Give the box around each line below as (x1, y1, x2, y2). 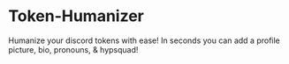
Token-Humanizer (8, 6, 145, 26)
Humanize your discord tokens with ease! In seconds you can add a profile (8, 35, 280, 46)
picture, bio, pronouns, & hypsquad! (8, 44, 139, 54)
